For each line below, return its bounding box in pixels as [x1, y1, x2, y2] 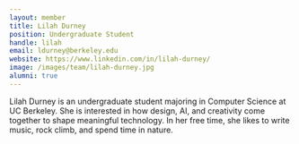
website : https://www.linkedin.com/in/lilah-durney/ [9, 55, 211, 64]
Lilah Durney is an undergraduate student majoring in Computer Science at [9, 96, 286, 106]
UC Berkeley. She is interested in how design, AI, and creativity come [9, 105, 266, 116]
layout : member [9, 13, 66, 22]
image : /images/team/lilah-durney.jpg [9, 64, 154, 72]
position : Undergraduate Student [9, 30, 135, 38]
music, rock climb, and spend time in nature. [9, 124, 173, 135]
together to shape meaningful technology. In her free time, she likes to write [9, 114, 290, 125]
